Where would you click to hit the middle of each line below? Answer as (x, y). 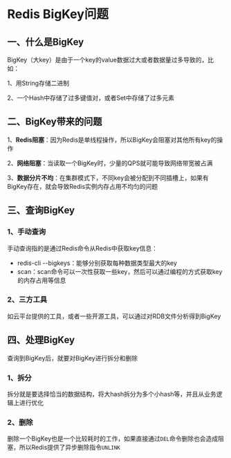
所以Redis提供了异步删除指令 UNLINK (70, 448)
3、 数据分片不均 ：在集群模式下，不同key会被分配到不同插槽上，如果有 (108, 178)
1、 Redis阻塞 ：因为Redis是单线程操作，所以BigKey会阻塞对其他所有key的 (112, 140)
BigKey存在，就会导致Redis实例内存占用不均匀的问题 (83, 186)
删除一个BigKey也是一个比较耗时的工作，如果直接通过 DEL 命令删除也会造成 (113, 439)
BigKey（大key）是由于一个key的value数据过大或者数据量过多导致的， (108, 60)
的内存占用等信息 (41, 280)
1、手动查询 (27, 232)
